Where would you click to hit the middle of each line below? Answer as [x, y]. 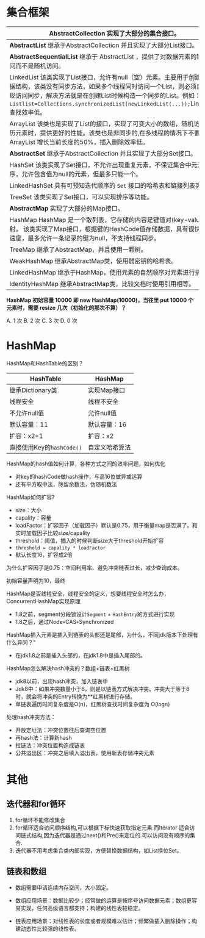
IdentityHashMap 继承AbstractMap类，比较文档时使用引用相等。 [102, 284]
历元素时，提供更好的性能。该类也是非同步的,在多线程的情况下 [99, 133]
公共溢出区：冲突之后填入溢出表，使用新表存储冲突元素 [85, 753]
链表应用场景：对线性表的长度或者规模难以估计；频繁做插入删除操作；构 [106, 921]
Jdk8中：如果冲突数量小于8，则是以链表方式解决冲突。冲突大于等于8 [103, 689]
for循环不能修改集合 [40, 820]
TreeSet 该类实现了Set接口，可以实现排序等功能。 [81, 197]
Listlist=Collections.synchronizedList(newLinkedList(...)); [100, 104]
